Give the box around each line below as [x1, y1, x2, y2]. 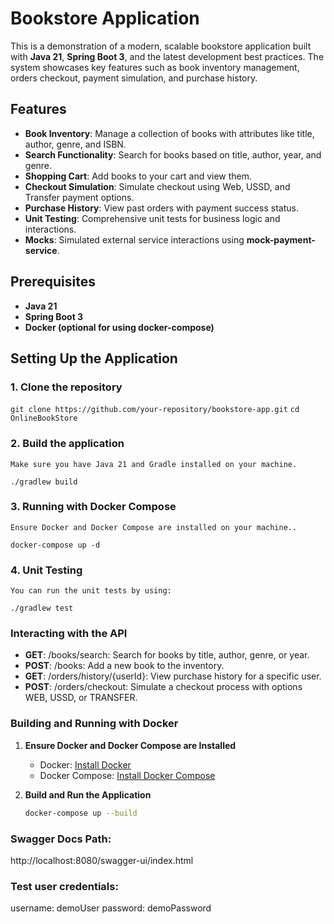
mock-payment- [246, 233, 316, 246]
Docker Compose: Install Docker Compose [39, 769, 216, 781]
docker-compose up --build [24, 808, 138, 818]
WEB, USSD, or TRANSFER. [24, 692, 138, 704]
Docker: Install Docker [39, 758, 132, 771]
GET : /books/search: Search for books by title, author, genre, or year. [24, 649, 310, 661]
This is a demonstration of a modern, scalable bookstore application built [10, 40, 312, 52]
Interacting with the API [10, 627, 128, 641]
